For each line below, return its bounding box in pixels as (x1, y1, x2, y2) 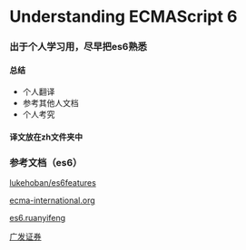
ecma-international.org (9, 195, 95, 206)
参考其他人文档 (22, 98, 79, 109)
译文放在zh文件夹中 (9, 131, 84, 142)
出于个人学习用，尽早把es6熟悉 (9, 41, 148, 53)
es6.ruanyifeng (9, 213, 66, 224)
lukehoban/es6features (9, 178, 97, 188)
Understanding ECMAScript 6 (9, 6, 238, 27)
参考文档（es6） (9, 156, 83, 168)
